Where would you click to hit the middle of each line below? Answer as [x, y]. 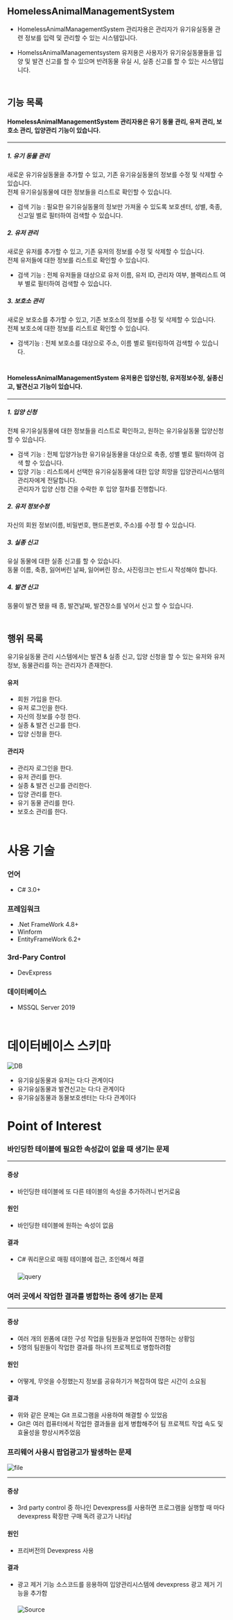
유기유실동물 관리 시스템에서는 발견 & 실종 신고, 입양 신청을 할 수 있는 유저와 [110, 656]
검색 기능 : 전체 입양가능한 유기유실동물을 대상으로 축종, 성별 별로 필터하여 [117, 454]
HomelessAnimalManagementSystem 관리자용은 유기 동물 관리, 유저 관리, [111, 122]
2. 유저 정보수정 [28, 506]
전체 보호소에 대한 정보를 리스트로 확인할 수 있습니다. [78, 329]
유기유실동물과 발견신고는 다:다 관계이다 [71, 1089]
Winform [30, 932]
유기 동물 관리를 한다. [46, 802]
